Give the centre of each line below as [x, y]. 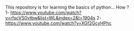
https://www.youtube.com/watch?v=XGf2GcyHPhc [58, 23]
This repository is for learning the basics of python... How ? [67, 7]
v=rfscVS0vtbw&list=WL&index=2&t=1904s [50, 18]
